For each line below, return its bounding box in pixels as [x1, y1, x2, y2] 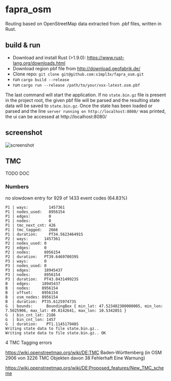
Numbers [5, 183, 29, 190]
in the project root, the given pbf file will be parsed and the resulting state [5, 97, 160, 103]
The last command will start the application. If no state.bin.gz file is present [5, 91, 166, 98]
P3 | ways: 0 [5, 258, 47, 264]
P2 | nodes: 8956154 [5, 250, 60, 255]
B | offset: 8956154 [5, 290, 58, 295]
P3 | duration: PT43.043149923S [5, 276, 79, 282]
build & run [5, 41, 41, 50]
